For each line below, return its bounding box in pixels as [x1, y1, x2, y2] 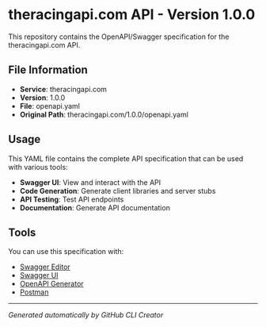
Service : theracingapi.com [19, 84, 107, 94]
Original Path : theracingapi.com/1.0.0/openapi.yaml [19, 110, 188, 119]
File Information [8, 63, 89, 77]
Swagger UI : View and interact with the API [19, 177, 161, 187]
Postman [19, 287, 49, 297]
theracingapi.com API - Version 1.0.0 [8, 6, 256, 24]
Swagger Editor [19, 262, 71, 271]
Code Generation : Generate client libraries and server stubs [19, 186, 216, 195]
